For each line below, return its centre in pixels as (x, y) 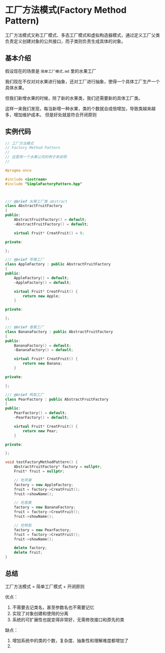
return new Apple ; (41, 296)
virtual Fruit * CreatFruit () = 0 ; (49, 233)
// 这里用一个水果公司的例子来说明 (36, 157)
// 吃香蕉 (23, 503)
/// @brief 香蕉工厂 (25, 327)
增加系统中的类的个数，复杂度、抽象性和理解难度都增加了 (70, 640)
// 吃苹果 (23, 480)
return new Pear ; (40, 431)
